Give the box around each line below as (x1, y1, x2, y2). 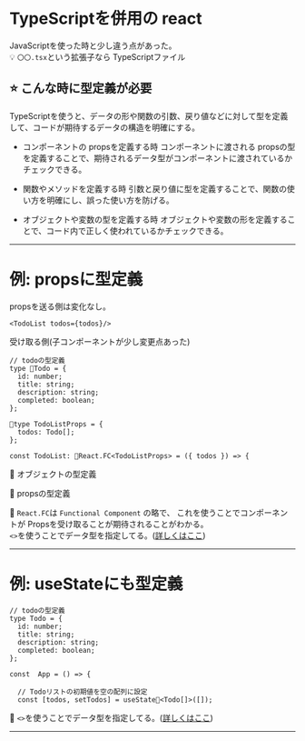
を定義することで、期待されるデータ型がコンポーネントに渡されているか (22, 152, 293, 164)
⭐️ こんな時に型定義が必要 (9, 81, 152, 96)
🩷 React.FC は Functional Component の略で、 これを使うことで (9, 506, 241, 518)
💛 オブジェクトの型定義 (9, 468, 97, 479)
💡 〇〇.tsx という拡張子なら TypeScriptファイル (9, 51, 186, 62)
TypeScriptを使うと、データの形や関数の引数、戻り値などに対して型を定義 (9, 110, 289, 121)
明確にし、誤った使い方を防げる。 (46, 195, 174, 205)
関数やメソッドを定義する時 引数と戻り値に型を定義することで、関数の (22, 183, 288, 194)
